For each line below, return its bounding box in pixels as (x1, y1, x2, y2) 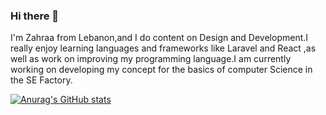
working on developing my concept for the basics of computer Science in (10, 64, 313, 76)
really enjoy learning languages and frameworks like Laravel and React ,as (10, 42, 317, 54)
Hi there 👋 (10, 9, 60, 23)
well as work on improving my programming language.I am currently (10, 53, 292, 65)
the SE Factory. (10, 74, 73, 86)
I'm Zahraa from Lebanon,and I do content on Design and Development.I (10, 32, 309, 44)
